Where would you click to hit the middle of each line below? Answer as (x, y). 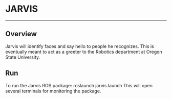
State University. (23, 57)
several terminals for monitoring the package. (53, 91)
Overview (21, 34)
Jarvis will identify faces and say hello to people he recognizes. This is (80, 46)
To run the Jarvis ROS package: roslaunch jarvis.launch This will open (79, 85)
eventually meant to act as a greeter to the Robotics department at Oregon (84, 52)
